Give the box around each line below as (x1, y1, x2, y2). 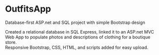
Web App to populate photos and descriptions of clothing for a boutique (5, 34, 151, 40)
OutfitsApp (5, 3, 52, 15)
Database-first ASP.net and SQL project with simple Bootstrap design (5, 19, 146, 25)
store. (5, 39, 17, 45)
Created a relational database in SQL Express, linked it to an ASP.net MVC (5, 29, 155, 35)
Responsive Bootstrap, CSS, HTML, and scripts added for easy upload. (5, 44, 149, 50)
